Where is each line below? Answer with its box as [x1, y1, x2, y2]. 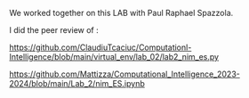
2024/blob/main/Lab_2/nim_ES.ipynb [9, 78, 145, 88]
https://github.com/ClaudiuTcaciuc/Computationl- [9, 42, 192, 53]
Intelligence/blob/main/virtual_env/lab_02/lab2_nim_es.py [9, 52, 220, 61]
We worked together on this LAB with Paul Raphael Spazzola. [9, 8, 234, 18]
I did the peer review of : [9, 25, 100, 35]
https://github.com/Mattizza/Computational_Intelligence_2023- [9, 69, 240, 79]
